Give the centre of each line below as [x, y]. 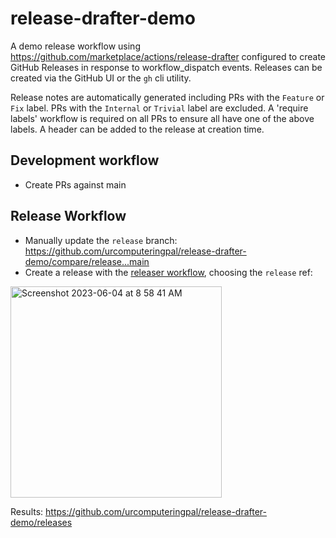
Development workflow [85, 160]
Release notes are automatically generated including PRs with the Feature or [167, 97]
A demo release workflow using [75, 46]
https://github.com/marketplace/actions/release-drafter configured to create [168, 56]
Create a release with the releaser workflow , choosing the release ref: [168, 272]
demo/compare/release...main [87, 261]
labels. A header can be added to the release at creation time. [137, 129]
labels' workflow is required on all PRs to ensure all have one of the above [162, 118]
